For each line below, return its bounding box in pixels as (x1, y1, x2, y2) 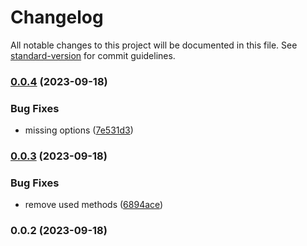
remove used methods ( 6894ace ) (24, 199, 164, 211)
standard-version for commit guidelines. (10, 49, 176, 61)
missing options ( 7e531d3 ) (24, 124, 134, 136)
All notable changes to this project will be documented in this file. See (10, 39, 298, 51)
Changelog (10, 6, 104, 29)
